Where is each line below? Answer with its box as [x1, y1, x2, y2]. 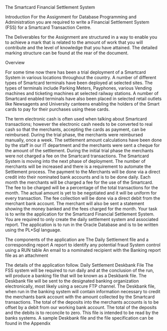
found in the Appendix [5, 321, 51, 326]
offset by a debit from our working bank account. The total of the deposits [5, 305, 157, 310]
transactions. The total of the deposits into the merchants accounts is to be [5, 299, 159, 305]
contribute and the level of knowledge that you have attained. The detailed [5, 45, 158, 50]
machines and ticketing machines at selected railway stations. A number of [5, 91, 159, 96]
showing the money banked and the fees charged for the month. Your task [5, 206, 158, 212]
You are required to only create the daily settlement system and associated [5, 217, 159, 222]
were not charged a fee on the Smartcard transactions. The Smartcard [5, 153, 149, 159]
